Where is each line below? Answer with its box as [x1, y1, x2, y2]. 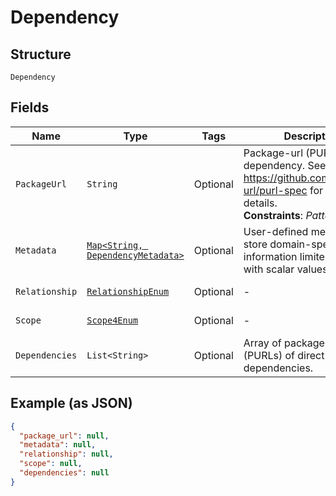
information [243, 249, 298, 263]
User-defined [243, 224, 309, 238]
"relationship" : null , [19, 449, 114, 460]
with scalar [243, 262, 295, 276]
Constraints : [243, 208, 304, 222]
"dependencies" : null [19, 468, 110, 478]
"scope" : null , [19, 459, 83, 469]
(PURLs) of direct [243, 348, 325, 362]
